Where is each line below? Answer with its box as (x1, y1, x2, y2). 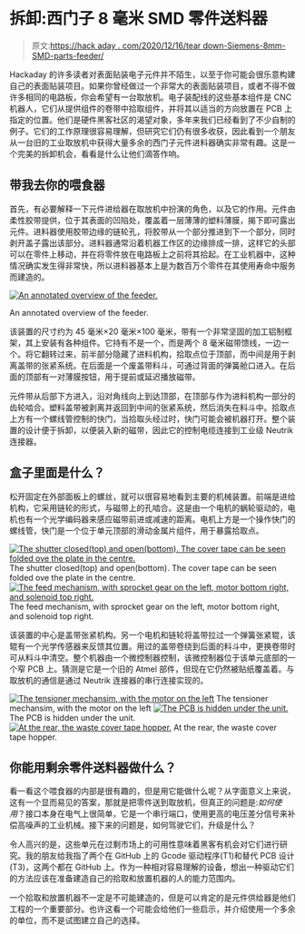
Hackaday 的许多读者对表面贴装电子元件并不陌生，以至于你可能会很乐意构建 (9, 69, 296, 80)
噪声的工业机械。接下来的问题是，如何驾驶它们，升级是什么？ (25, 820, 256, 831)
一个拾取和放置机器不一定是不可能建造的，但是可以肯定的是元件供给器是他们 (9, 892, 296, 903)
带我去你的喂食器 (9, 178, 105, 193)
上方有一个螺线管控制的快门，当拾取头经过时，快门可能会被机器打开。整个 (9, 413, 288, 424)
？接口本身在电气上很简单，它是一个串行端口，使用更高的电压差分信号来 (17, 809, 288, 820)
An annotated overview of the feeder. (9, 307, 149, 318)
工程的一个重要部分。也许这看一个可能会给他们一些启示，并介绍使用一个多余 (9, 904, 296, 915)
